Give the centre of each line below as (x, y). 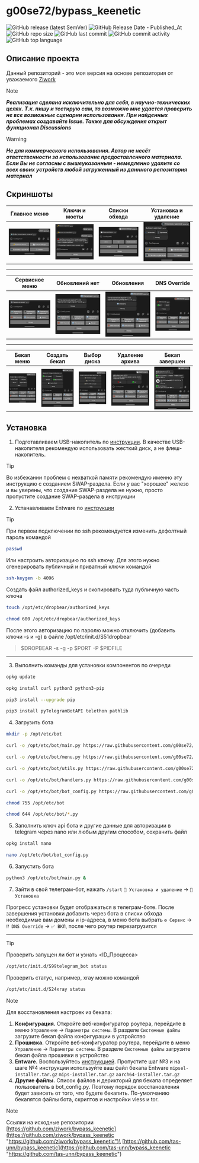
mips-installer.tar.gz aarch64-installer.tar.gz (119, 1075)
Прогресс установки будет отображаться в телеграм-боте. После (90, 907)
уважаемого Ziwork (31, 79)
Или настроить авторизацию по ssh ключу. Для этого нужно (83, 560)
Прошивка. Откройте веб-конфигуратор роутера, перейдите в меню (102, 1042)
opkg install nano (29, 844)
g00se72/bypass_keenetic (73, 11)
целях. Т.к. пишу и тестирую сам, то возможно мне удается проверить (99, 109)
